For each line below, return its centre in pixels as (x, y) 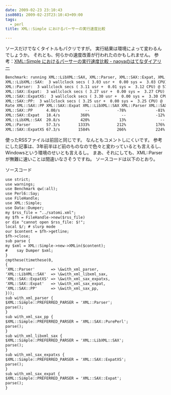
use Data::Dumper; (25, 208)
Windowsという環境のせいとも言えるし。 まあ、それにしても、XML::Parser (84, 152)
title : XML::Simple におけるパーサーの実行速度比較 (55, 29)
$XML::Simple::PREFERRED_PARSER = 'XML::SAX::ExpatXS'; (66, 359)
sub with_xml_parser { (29, 298)
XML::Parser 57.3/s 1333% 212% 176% (85, 125)
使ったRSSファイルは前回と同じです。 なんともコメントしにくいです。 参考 (84, 140)
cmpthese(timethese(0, (29, 260)
